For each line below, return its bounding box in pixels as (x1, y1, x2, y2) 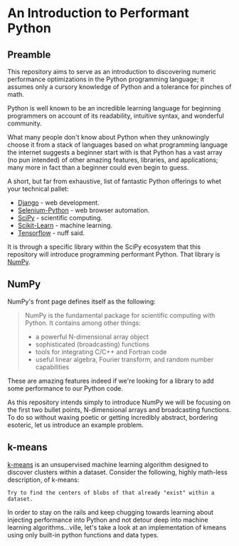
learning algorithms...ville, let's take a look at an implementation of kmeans (7, 522, 226, 532)
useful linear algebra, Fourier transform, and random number (35, 355, 214, 364)
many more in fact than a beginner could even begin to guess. (7, 163, 190, 172)
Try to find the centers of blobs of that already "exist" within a (7, 489, 215, 496)
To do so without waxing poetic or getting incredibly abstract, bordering (7, 413, 218, 421)
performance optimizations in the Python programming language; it (7, 75, 205, 83)
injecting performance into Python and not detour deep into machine (7, 515, 208, 524)
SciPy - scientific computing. (17, 214, 103, 222)
